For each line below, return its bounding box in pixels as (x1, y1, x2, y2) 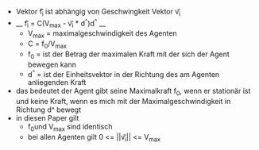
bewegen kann (27, 60, 77, 69)
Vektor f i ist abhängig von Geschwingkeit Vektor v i (15, 7, 181, 18)
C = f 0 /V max (27, 39, 68, 50)
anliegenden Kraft (27, 78, 87, 87)
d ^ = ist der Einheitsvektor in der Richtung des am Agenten (27, 67, 220, 79)
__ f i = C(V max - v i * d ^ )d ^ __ (15, 17, 106, 30)
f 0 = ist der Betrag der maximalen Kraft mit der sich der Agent (27, 49, 230, 60)
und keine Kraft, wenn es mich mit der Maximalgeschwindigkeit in (15, 97, 231, 106)
